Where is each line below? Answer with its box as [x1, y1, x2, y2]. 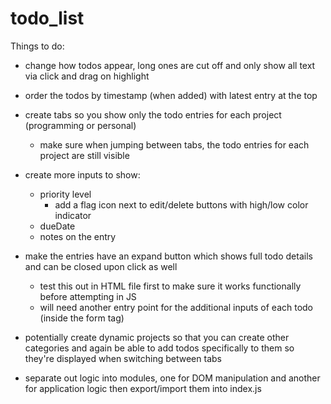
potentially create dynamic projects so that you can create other [24, 331, 290, 343]
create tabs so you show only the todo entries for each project [24, 108, 282, 121]
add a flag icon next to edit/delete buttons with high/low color [54, 198, 309, 211]
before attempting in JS [39, 290, 137, 302]
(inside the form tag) [39, 312, 125, 324]
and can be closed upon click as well [24, 260, 178, 272]
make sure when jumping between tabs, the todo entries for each [39, 138, 310, 151]
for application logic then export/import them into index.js [24, 382, 262, 394]
